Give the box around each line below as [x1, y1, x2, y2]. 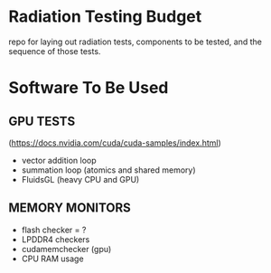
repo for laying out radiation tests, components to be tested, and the [8, 36, 263, 47]
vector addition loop [21, 155, 97, 165]
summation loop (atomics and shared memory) [21, 165, 196, 175]
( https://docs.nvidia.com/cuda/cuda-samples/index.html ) [8, 137, 222, 148]
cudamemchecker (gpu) [21, 243, 112, 254]
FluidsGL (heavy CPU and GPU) [21, 174, 140, 184]
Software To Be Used [8, 78, 169, 99]
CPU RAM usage [21, 253, 84, 264]
